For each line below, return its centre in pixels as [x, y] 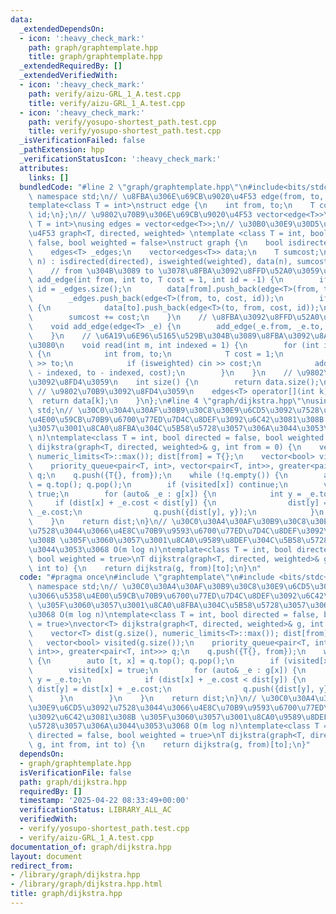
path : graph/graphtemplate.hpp [93, 47]
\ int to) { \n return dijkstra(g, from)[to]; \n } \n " [145, 568]
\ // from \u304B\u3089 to [91, 271]
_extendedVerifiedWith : [68, 76]
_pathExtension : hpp [62, 150]
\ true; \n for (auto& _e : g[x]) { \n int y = [165, 494]
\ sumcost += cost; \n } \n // [118, 317]
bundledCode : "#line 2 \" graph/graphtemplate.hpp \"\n [133, 187]
